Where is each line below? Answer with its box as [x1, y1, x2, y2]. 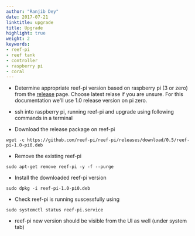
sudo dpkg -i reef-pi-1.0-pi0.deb [6, 186, 91, 191]
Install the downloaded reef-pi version [14, 174, 107, 182]
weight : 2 [6, 36, 30, 42]
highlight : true [6, 30, 46, 36]
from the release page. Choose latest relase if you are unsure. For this [14, 91, 183, 98]
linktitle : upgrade [6, 19, 54, 25]
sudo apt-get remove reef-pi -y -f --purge [6, 164, 114, 170]
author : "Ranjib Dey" [6, 8, 59, 15]
